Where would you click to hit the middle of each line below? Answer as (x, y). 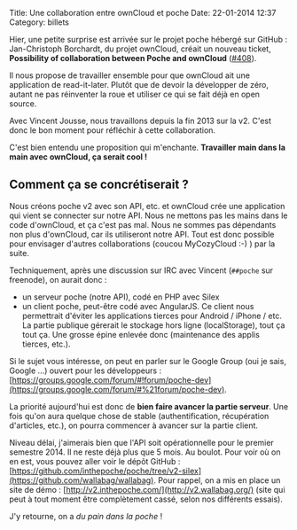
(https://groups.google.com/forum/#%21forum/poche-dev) (117, 389)
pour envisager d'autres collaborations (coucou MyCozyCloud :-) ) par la (142, 244)
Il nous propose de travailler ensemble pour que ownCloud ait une (130, 75)
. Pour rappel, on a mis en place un (217, 480)
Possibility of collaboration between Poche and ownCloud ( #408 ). (133, 58)
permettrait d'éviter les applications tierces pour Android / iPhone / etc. (152, 316)
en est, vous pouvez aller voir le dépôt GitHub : (95, 461)
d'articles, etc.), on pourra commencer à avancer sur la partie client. (134, 425)
